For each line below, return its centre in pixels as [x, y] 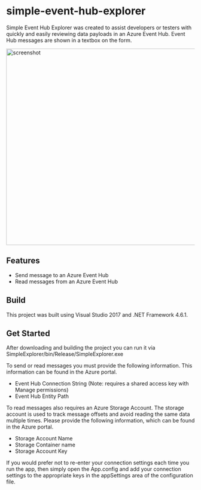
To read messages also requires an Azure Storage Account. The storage [95, 408]
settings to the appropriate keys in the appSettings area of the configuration [100, 476]
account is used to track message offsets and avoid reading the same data [98, 414]
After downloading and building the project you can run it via [81, 348]
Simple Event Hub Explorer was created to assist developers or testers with [99, 27]
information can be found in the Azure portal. [62, 372]
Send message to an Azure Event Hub [62, 275]
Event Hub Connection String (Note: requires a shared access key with [102, 384]
